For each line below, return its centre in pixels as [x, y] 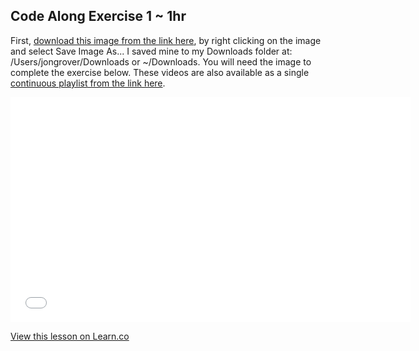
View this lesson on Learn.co [70, 336]
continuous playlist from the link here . [88, 83]
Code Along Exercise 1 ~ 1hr [98, 16]
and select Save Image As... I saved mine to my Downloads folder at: [151, 51]
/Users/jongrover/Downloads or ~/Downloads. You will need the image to [161, 61]
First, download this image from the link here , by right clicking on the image [166, 40]
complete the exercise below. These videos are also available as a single [160, 72]
